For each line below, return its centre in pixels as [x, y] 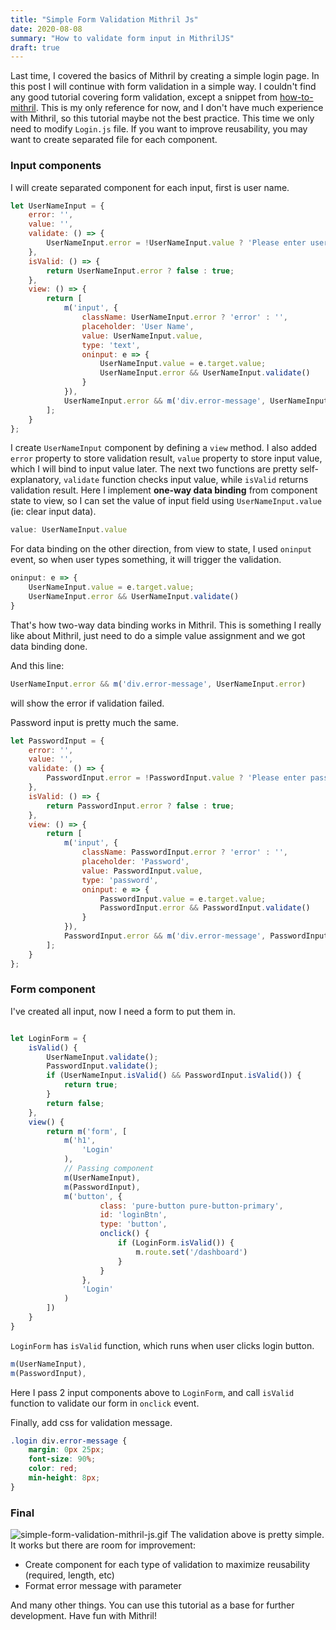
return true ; [90, 1085]
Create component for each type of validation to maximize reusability [167, 1565]
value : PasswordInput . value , [142, 871]
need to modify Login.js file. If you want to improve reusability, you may [159, 129]
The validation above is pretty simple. [247, 1535]
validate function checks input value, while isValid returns [186, 480]
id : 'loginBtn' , [133, 1215]
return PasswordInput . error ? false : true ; [140, 806]
